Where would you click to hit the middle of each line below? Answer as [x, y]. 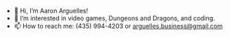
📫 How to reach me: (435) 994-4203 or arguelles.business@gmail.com [118, 26]
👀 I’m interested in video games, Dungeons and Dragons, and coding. [115, 18]
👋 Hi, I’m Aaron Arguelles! [51, 11]
